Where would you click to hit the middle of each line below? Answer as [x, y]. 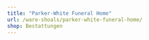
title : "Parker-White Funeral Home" [59, 13]
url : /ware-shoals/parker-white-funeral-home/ [75, 20]
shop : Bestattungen [35, 26]
